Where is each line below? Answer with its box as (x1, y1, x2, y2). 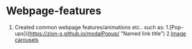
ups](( (14, 30, 30, 37)
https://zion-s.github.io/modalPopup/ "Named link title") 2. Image (29, 30, 187, 37)
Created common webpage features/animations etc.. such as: (14, 24, 165, 31)
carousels (14, 36, 39, 43)
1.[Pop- (165, 24, 184, 31)
